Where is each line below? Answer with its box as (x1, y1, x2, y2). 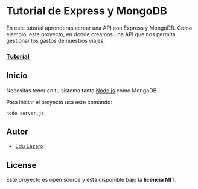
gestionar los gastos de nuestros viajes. (6, 37, 106, 44)
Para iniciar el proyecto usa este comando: (6, 98, 113, 106)
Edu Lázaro (14, 143, 43, 150)
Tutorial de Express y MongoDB (6, 4, 167, 18)
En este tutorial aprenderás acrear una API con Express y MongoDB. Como (6, 24, 193, 31)
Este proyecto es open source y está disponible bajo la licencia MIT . (6, 176, 177, 184)
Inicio (6, 71, 28, 81)
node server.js (6, 110, 45, 116)
